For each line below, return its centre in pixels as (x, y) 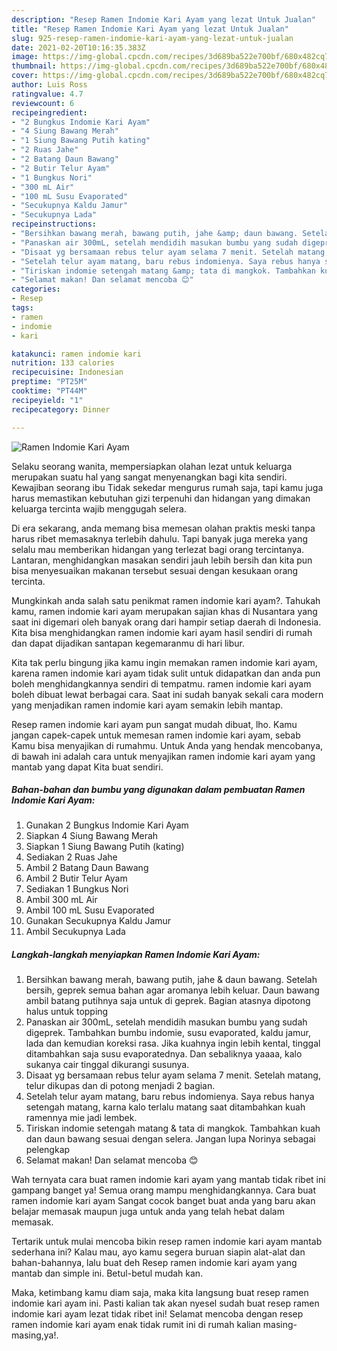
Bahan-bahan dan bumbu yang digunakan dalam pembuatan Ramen (158, 790)
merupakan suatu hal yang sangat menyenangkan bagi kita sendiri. (149, 477)
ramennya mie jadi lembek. (81, 1118)
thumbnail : (34, 66)
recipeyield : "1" (47, 400)
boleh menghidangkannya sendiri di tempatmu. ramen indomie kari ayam (161, 683)
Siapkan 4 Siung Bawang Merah (92, 836)
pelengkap (48, 1150)
